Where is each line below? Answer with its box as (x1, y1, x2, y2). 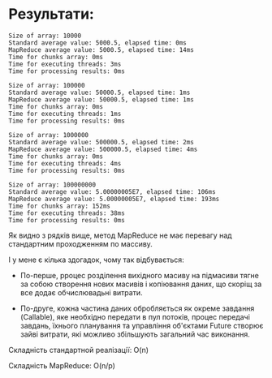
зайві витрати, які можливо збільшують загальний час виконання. (19, 329, 250, 339)
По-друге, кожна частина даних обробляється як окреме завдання (19, 303, 255, 313)
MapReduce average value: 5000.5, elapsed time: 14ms (8, 45, 195, 54)
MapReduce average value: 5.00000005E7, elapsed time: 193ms (8, 195, 220, 203)
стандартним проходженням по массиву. (8, 238, 153, 248)
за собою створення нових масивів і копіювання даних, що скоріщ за (19, 279, 262, 289)
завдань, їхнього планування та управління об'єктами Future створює (19, 320, 264, 330)
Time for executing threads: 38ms (8, 208, 126, 217)
